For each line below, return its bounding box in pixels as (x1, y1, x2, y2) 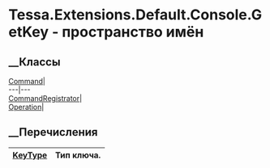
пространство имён (62, 23, 204, 41)
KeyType (12, 149, 48, 161)
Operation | (8, 103, 45, 111)
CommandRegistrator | (8, 94, 83, 103)
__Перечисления (8, 125, 98, 139)
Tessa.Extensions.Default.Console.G (8, 6, 262, 24)
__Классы (8, 55, 61, 69)
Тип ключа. (55, 149, 101, 161)
